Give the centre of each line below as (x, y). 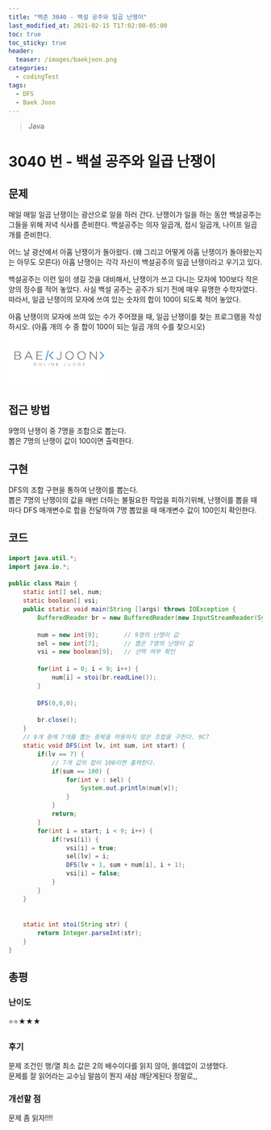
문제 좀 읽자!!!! (31, 1118)
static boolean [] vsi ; (61, 601)
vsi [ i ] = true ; (91, 848)
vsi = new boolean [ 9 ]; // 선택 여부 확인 (106, 652)
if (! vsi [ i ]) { (75, 839)
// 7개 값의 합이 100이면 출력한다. (104, 763)
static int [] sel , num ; (63, 592)
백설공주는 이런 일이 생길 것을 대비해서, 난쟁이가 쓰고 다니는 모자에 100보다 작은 (133, 280)
